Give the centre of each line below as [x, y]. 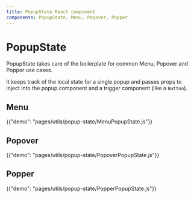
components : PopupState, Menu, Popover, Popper [67, 17]
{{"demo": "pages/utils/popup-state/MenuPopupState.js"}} [80, 122]
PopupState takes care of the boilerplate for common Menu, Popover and [97, 64]
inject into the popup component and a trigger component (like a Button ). [97, 88]
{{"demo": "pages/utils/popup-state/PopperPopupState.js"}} [81, 188]
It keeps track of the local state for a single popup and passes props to [94, 82]
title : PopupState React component [51, 12]
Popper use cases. [30, 70]
